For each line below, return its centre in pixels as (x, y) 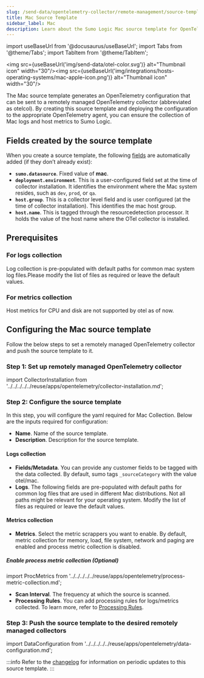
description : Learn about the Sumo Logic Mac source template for (92, 29)
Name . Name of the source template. (61, 433)
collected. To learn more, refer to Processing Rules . (79, 607)
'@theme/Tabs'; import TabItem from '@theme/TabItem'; (77, 53)
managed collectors (36, 631)
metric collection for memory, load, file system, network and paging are (104, 540)
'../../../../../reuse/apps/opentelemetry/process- (127, 576)
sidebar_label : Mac (31, 23)
